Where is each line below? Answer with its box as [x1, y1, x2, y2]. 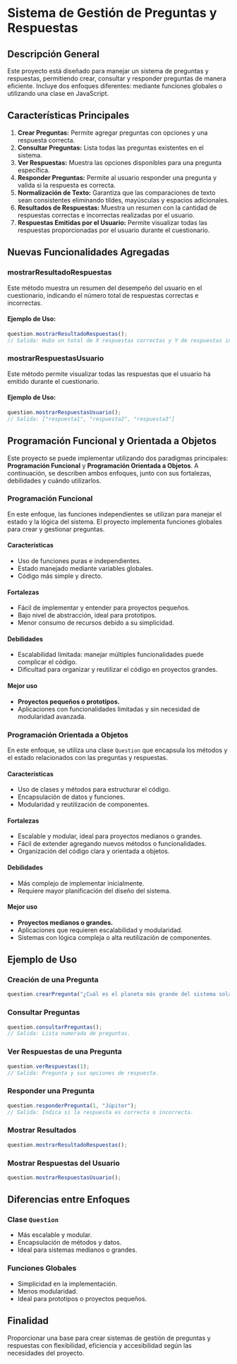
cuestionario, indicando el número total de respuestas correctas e [7, 291, 199, 299]
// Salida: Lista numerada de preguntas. [7, 1030, 131, 1037]
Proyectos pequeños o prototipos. [17, 697, 120, 706]
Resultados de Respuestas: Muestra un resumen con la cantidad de [17, 203, 217, 212]
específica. [17, 166, 51, 174]
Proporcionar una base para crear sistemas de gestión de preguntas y [7, 1334, 211, 1342]
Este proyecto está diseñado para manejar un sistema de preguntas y [7, 67, 209, 75]
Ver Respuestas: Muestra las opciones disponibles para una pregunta [17, 158, 222, 167]
